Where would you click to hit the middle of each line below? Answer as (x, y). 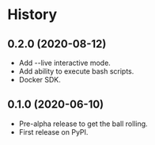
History (32, 15)
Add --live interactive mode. (65, 63)
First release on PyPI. (53, 132)
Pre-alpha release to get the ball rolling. (83, 124)
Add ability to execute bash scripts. (76, 71)
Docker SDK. (40, 80)
